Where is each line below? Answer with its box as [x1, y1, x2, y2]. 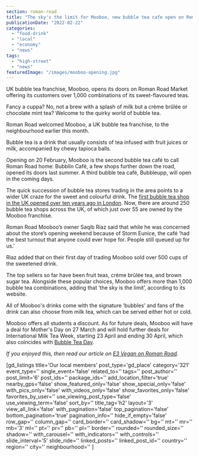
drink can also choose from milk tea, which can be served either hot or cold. [6, 309, 192, 316]
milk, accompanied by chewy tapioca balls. [6, 145, 111, 152]
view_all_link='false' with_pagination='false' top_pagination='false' [6, 406, 169, 413]
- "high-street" [11, 58, 52, 64]
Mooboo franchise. [6, 212, 53, 219]
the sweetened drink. [6, 260, 58, 267]
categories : [6, 25, 36, 31]
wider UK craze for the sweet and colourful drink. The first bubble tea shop [6, 193, 190, 200]
